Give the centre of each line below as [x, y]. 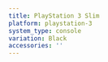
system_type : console [45, 31]
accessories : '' [36, 46]
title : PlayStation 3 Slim [54, 16]
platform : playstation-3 [50, 23]
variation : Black [38, 38]
